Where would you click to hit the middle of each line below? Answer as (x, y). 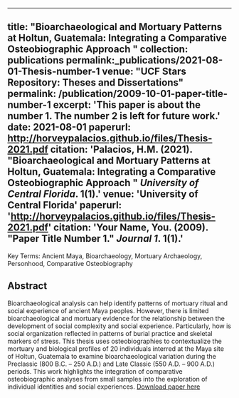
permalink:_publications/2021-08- (144, 60)
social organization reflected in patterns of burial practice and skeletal (110, 333)
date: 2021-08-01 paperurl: (69, 127)
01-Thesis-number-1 (54, 72)
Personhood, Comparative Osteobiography (70, 263)
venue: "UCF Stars (144, 72)
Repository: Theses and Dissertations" (95, 83)
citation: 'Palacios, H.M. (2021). (121, 149)
